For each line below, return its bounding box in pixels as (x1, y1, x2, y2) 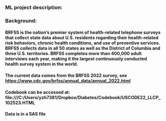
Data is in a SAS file (5, 111, 46, 117)
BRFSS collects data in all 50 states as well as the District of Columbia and (5, 45, 161, 51)
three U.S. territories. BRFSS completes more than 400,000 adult (5, 51, 142, 57)
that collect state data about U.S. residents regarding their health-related (5, 35, 159, 41)
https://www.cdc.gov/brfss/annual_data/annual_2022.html (5, 78, 131, 84)
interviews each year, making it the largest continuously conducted (5, 56, 147, 62)
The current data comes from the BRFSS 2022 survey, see (5, 72, 127, 78)
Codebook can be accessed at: (5, 89, 70, 95)
